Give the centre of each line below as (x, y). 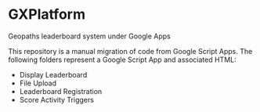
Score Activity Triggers (56, 99)
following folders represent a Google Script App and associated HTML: (122, 60)
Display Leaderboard (53, 74)
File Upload (38, 83)
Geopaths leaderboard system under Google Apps (89, 36)
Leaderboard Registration (61, 91)
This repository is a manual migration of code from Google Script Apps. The (130, 51)
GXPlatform (47, 14)
